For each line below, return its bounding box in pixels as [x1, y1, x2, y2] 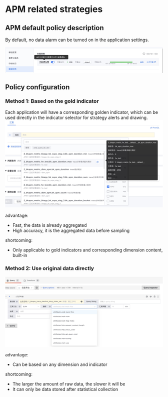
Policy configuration [5, 83, 70, 91]
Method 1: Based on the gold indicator [5, 98, 99, 105]
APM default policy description [5, 24, 104, 32]
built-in [12, 252, 27, 258]
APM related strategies [5, 4, 103, 15]
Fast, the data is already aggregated [12, 222, 87, 228]
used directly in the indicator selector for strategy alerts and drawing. [5, 114, 148, 120]
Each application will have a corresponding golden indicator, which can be [5, 109, 158, 115]
